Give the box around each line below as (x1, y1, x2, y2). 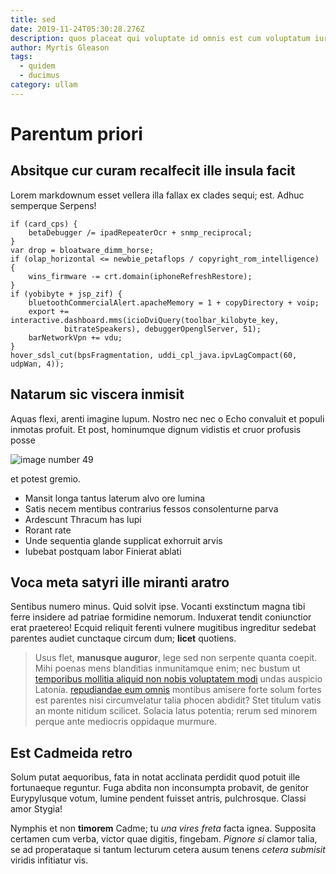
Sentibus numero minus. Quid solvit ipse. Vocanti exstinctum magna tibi (10, 601, 306, 613)
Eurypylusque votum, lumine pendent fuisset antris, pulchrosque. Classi (10, 792, 307, 805)
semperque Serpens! (10, 199, 97, 211)
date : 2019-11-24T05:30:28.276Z (10, 24, 145, 34)
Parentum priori (10, 122, 143, 145)
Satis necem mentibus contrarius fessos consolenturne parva (24, 502, 279, 515)
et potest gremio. (10, 472, 82, 485)
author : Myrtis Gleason (10, 42, 110, 53)
